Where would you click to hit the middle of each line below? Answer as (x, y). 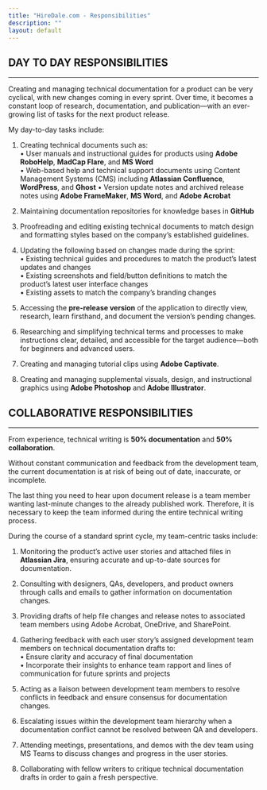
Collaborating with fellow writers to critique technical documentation (132, 769)
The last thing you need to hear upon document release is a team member (130, 495)
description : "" (35, 23)
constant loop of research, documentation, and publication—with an (120, 106)
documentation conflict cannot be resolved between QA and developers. (139, 730)
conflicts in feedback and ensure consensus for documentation (124, 697)
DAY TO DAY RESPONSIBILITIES (88, 62)
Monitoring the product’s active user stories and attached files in (125, 551)
